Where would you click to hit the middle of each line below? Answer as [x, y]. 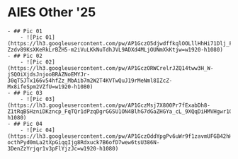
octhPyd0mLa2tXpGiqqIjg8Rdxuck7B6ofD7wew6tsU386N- [84, 142]
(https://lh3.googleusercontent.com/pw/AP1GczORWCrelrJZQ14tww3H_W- [110, 68]
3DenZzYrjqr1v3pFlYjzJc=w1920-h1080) [63, 148]
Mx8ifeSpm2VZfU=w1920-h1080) [50, 87]
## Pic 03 [28, 93]
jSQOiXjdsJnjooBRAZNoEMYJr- [49, 74]
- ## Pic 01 [25, 31]
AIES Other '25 [52, 12]
